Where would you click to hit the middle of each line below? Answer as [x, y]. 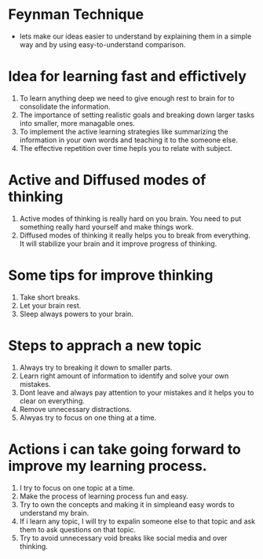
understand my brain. [54, 513]
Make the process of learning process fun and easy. [104, 496]
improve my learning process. [108, 466]
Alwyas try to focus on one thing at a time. [88, 417]
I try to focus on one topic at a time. [77, 487]
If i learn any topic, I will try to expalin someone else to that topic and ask [137, 521]
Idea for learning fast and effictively [128, 77]
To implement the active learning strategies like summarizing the [124, 131]
